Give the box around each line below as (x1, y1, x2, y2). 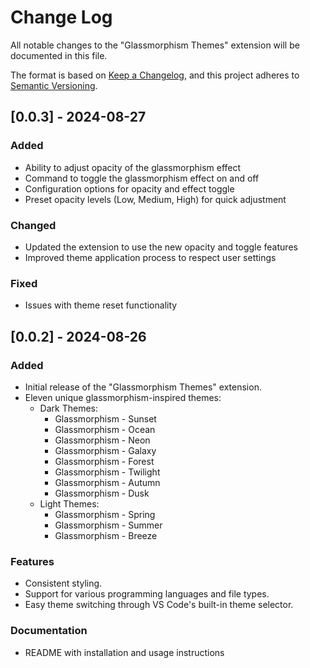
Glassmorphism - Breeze (54, 529, 158, 541)
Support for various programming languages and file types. (24, 588, 270, 600)
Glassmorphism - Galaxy (54, 444, 157, 456)
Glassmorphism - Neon (54, 434, 151, 446)
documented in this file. (10, 49, 108, 61)
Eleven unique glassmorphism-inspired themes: (24, 391, 222, 403)
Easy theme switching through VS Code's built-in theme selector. (24, 599, 294, 611)
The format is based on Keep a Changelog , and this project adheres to (10, 69, 300, 81)
